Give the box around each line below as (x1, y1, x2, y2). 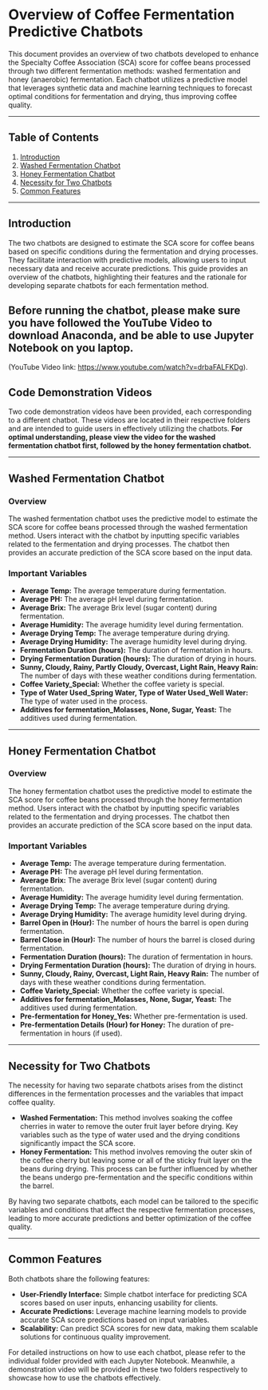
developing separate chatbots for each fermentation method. (8, 280, 209, 290)
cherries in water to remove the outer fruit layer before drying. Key (19, 1121, 238, 1131)
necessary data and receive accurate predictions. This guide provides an (8, 263, 249, 273)
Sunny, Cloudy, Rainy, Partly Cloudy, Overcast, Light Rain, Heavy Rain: (19, 663, 258, 672)
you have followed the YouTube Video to (8, 316, 213, 330)
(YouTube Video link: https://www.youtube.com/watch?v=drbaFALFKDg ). (8, 363, 249, 372)
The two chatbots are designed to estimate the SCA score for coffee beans (8, 238, 255, 247)
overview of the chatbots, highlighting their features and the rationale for (8, 272, 247, 282)
